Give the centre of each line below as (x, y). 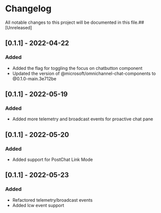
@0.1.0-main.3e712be (34, 79)
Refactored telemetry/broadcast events (52, 200)
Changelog (28, 9)
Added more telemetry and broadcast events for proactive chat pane (83, 119)
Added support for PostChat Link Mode (52, 160)
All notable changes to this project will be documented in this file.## (75, 22)
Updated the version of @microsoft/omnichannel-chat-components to (84, 73)
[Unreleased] (19, 27)
